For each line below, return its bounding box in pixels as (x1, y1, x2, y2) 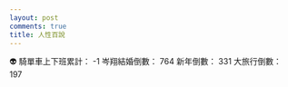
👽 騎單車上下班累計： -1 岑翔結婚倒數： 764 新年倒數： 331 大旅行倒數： (9, 56, 282, 67)
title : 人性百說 (9, 30, 65, 39)
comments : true (9, 22, 67, 31)
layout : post (9, 13, 59, 23)
